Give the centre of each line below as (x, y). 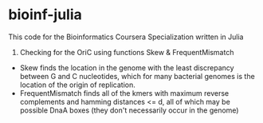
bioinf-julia (45, 15)
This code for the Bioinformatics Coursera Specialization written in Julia (126, 37)
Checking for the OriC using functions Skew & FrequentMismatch (127, 52)
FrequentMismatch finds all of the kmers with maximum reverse (124, 93)
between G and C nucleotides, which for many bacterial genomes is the (137, 76)
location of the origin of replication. (77, 85)
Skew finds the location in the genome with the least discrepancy (127, 67)
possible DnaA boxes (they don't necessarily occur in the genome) (129, 110)
